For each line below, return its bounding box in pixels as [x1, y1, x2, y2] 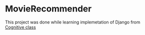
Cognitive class [5, 24, 36, 30]
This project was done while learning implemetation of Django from [5, 19, 141, 25]
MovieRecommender [5, 3, 92, 14]
